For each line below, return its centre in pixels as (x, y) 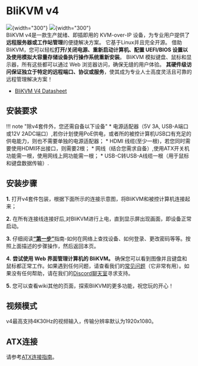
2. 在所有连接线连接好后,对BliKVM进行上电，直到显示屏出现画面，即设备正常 (99, 219)
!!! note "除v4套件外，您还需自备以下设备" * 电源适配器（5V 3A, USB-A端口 (97, 126)
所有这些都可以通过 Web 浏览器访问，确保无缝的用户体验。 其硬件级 (104, 64)
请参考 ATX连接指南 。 (32, 357)
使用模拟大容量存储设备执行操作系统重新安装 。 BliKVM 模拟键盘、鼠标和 (99, 57)
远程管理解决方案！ (29, 79)
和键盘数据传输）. (28, 163)
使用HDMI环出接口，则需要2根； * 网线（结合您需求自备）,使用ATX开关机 (100, 148)
